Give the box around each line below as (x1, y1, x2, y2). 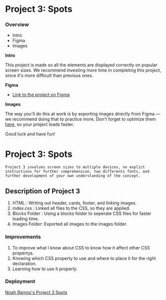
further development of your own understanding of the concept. (5, 173, 141, 179)
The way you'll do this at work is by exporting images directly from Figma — (5, 111, 161, 117)
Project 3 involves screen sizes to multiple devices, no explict (5, 165, 145, 170)
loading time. (12, 216, 39, 222)
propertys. (12, 250, 34, 256)
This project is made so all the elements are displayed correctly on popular (5, 62, 158, 68)
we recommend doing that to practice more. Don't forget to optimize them (5, 116, 156, 122)
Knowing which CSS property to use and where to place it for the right (12, 255, 156, 261)
